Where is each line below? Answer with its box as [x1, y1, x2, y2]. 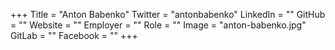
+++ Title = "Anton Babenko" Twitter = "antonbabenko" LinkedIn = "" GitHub [10, 9, 326, 20]
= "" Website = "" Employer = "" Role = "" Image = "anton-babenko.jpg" [10, 19, 307, 31]
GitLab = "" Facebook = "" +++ [10, 30, 138, 41]
